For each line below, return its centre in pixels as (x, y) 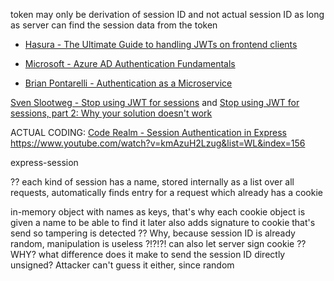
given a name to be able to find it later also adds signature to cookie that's (163, 222)
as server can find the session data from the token (114, 25)
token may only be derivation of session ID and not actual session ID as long (167, 14)
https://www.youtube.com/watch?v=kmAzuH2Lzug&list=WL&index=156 (158, 143)
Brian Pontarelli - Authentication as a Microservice (128, 83)
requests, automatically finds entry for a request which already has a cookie (167, 192)
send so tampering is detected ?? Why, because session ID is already (153, 233)
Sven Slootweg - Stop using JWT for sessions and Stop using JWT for (155, 102)
